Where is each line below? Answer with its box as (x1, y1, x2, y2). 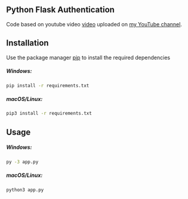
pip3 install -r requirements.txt (6, 111, 93, 117)
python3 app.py (6, 186, 44, 193)
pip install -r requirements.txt (6, 82, 90, 88)
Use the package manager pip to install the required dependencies (6, 54, 171, 61)
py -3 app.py (6, 158, 39, 165)
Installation (6, 38, 49, 48)
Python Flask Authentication (6, 5, 115, 15)
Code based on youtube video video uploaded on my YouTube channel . (6, 20, 182, 27)
